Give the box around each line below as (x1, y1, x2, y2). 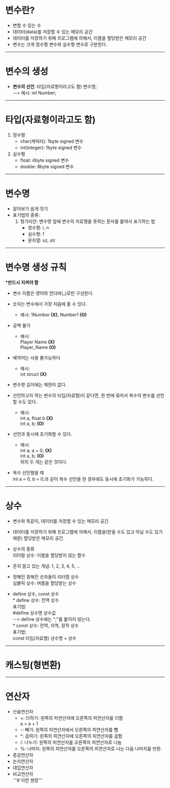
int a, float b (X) (20, 415, 53, 421)
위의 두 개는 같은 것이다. (20, 459, 68, 465)
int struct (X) (20, 371, 47, 377)
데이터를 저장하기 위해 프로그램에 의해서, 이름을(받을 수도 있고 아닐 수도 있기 (12, 529, 163, 535)
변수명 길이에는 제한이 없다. (12, 381, 67, 387)
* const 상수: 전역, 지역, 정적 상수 (12, 622, 79, 628)
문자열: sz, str (27, 237, 56, 243)
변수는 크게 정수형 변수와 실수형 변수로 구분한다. (12, 41, 107, 47)
